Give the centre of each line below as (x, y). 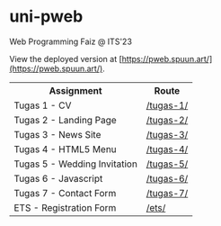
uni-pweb (46, 17)
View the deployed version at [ (66, 59)
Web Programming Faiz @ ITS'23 (71, 41)
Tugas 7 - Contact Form (65, 193)
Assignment (75, 90)
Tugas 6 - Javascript (58, 178)
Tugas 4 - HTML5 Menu (65, 149)
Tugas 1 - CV (43, 105)
